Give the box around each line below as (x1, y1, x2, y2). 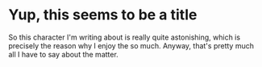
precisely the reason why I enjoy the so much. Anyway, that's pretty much (8, 40, 254, 50)
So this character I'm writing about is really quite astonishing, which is (8, 32, 240, 42)
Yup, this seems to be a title (8, 6, 198, 24)
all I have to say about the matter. (8, 49, 119, 59)
